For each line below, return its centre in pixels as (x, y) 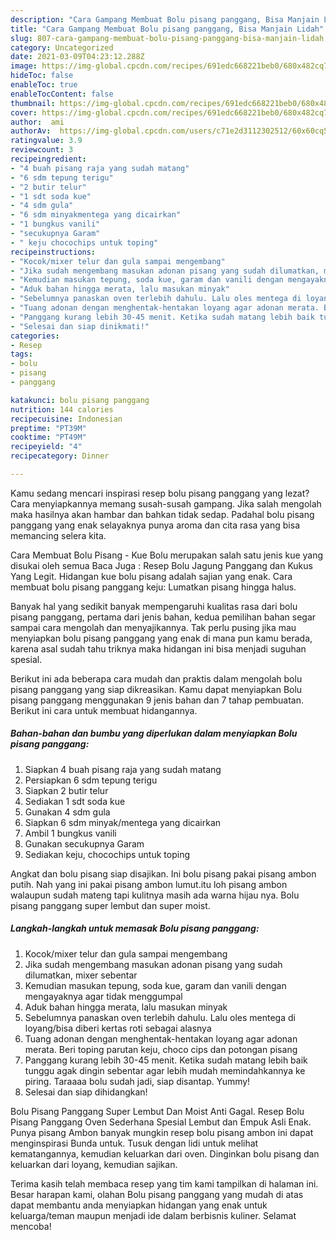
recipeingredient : (48, 159)
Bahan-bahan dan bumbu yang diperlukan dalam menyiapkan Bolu (154, 733)
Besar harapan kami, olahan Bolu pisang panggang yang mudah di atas (157, 1194)
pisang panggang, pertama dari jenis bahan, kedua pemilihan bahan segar (163, 617)
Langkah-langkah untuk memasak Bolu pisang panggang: (135, 928)
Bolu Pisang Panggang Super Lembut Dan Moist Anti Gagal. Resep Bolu (157, 1111)
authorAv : (31, 131)
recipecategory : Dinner (60, 456)
